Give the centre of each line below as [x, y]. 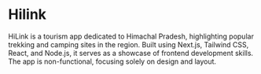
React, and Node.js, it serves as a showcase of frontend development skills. [131, 53]
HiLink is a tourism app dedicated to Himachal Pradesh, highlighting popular [131, 36]
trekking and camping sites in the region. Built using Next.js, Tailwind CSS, [129, 44]
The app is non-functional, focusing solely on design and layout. [112, 61]
